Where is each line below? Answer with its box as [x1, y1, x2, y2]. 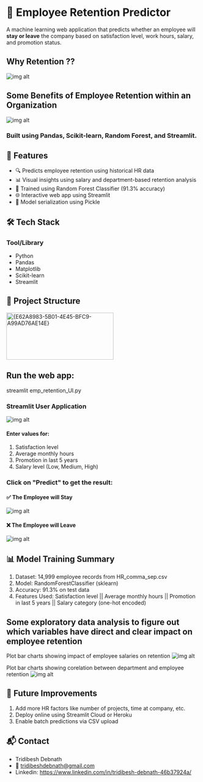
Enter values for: [6, 430, 50, 437]
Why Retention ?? [6, 56, 75, 67]
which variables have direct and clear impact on [6, 627, 193, 637]
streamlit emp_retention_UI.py [6, 387, 81, 394]
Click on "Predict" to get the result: [6, 479, 113, 487]
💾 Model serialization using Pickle [15, 198, 100, 206]
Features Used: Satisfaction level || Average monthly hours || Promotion [15, 593, 196, 600]
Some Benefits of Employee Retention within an [6, 91, 191, 101]
